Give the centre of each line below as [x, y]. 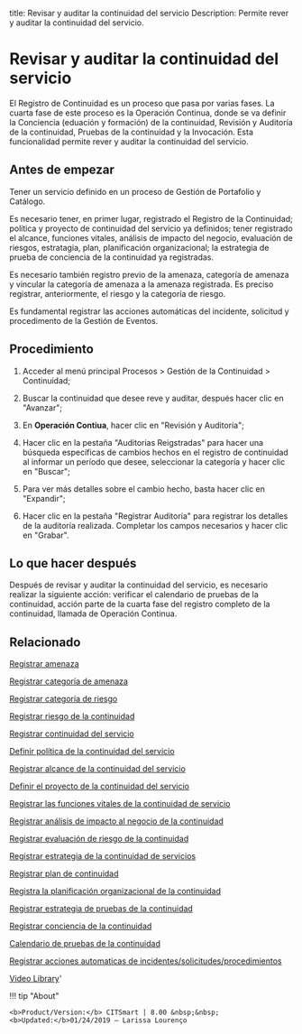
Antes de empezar [62, 170]
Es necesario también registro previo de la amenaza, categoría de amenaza [150, 274]
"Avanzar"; [42, 407]
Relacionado [45, 642]
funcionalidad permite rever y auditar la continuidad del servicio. [129, 141]
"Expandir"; [44, 498]
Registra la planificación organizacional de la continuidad [115, 891]
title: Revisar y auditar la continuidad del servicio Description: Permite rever [149, 13]
